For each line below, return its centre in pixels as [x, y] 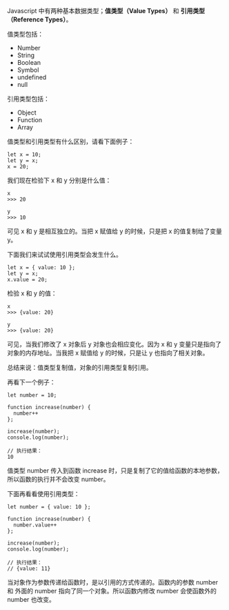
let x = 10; [24, 155]
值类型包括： [25, 34]
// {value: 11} [29, 569]
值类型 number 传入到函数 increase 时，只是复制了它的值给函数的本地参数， [115, 471]
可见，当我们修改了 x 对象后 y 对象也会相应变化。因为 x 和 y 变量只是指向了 [114, 344]
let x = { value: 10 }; [41, 268]
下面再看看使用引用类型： [43, 494]
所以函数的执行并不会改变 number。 [58, 479]
